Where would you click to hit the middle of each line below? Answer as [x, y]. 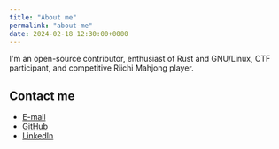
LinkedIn [38, 136]
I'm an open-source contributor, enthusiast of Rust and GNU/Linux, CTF [140, 59]
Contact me [42, 96]
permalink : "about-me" [51, 26]
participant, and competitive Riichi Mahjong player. [102, 68]
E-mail [34, 117]
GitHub [35, 127]
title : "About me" [43, 17]
